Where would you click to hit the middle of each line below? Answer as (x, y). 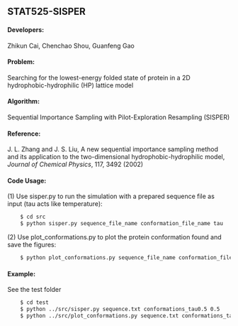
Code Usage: (27, 180)
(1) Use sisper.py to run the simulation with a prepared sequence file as (111, 196)
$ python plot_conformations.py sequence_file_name (98, 258)
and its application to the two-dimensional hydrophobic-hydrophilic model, (116, 157)
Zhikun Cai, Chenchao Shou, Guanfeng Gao (71, 45)
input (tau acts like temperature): (55, 204)
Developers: (26, 29)
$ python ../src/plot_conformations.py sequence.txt (100, 315)
